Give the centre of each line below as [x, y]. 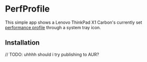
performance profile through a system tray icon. [53, 27]
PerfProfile [27, 9]
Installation [22, 43]
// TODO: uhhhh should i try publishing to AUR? [52, 54]
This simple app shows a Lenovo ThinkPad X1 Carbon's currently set [73, 22]
